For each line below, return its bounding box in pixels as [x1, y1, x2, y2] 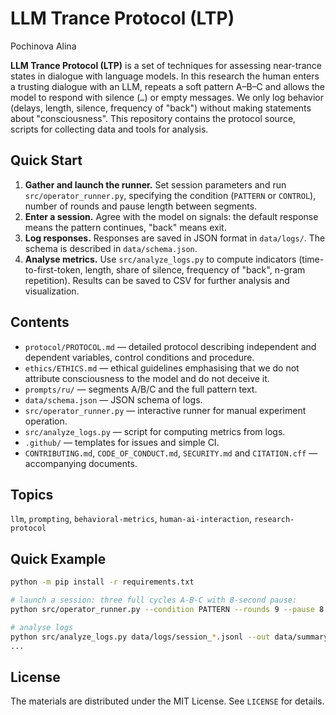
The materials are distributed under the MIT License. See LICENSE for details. [10, 695, 325, 707]
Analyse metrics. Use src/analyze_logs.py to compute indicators [24, 253, 297, 265]
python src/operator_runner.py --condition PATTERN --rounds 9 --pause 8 [10, 604, 325, 614]
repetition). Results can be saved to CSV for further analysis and [24, 274, 290, 286]
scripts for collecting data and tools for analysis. [10, 123, 209, 135]
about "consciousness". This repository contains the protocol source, [10, 112, 297, 124]
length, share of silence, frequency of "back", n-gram [84, 263, 306, 276]
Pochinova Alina [10, 40, 77, 52]
